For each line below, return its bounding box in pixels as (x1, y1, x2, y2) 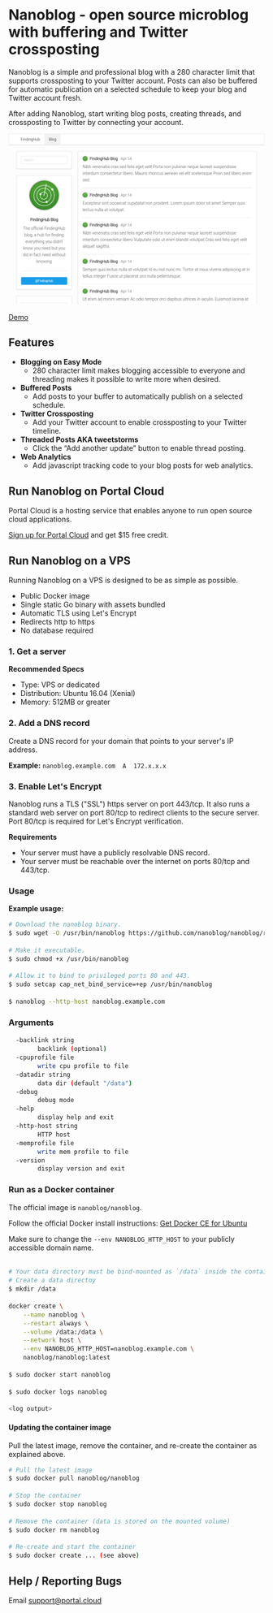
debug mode (37, 1096, 75, 1105)
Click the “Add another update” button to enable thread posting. (32, 443, 246, 453)
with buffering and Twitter (8, 23, 188, 41)
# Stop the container (8, 1492, 82, 1500)
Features (8, 335, 54, 349)
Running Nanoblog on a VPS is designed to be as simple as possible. (8, 575, 238, 586)
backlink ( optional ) (37, 1045, 107, 1053)
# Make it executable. (8, 946, 85, 954)
